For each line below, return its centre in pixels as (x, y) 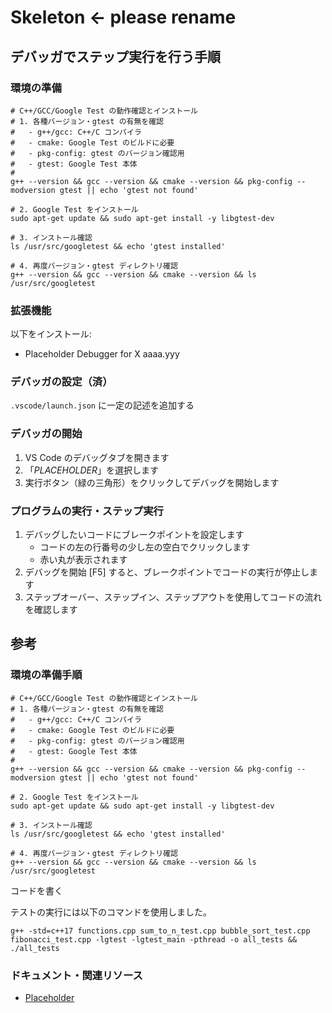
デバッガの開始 (46, 434)
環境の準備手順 (46, 675)
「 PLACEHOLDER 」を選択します (92, 470)
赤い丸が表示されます (83, 560)
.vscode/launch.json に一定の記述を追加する (102, 405)
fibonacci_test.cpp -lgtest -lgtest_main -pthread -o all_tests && (154, 939)
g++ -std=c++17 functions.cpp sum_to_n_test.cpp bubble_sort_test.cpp (160, 931)
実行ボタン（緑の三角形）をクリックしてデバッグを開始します (152, 482)
